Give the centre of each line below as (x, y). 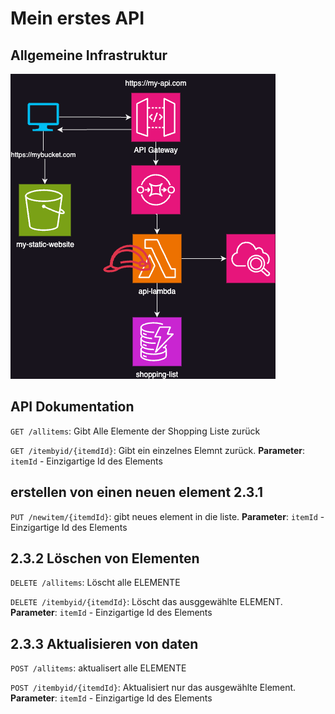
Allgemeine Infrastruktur (89, 55)
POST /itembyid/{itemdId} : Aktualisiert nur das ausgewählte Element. (153, 688)
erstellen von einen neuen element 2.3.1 (137, 492)
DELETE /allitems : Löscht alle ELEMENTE (95, 583)
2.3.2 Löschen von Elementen (105, 558)
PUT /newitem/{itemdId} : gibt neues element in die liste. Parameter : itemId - (167, 516)
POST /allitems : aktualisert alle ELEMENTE (98, 668)
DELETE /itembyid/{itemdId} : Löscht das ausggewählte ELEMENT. (146, 602)
